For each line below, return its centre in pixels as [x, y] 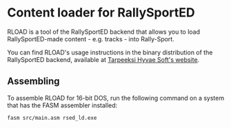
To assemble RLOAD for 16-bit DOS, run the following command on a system [116, 98]
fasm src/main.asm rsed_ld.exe [52, 118]
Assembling [33, 82]
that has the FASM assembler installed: [62, 105]
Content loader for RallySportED [101, 13]
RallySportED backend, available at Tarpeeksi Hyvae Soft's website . [103, 59]
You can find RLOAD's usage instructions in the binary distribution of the [110, 52]
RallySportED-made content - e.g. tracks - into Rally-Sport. [91, 39]
